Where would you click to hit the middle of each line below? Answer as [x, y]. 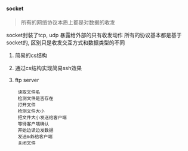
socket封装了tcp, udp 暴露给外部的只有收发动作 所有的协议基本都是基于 [94, 35]
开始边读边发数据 [36, 131]
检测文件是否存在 [36, 99]
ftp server [27, 80]
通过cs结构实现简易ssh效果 [48, 68]
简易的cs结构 [31, 55]
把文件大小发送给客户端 [42, 118]
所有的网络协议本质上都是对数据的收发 [68, 22]
